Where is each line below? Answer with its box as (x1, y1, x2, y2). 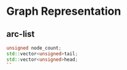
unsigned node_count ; (6, 45, 62, 51)
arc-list (6, 29, 35, 39)
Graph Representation (6, 4, 121, 18)
